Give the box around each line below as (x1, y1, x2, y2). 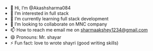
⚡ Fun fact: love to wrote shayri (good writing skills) (10, 40, 119, 46)
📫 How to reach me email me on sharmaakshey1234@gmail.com (10, 27, 148, 33)
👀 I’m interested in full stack (10, 10, 69, 16)
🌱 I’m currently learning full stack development (10, 16, 109, 21)
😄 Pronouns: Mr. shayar (10, 34, 61, 40)
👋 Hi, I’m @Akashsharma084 (10, 5, 71, 11)
